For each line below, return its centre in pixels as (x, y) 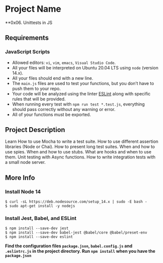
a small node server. (25, 162)
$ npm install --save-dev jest (37, 228)
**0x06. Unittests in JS (29, 22)
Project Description (35, 130)
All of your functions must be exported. (51, 114)
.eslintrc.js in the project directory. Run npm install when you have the (80, 251)
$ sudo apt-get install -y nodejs (40, 206)
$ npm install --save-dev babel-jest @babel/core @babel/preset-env (76, 233)
